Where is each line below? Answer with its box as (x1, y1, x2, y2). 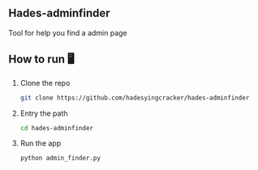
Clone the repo (19, 78, 71, 87)
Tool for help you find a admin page (8, 28, 127, 37)
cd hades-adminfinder (19, 124, 93, 132)
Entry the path (19, 108, 68, 118)
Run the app (19, 138, 62, 148)
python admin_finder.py (19, 154, 101, 163)
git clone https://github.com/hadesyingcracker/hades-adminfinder (19, 93, 250, 102)
